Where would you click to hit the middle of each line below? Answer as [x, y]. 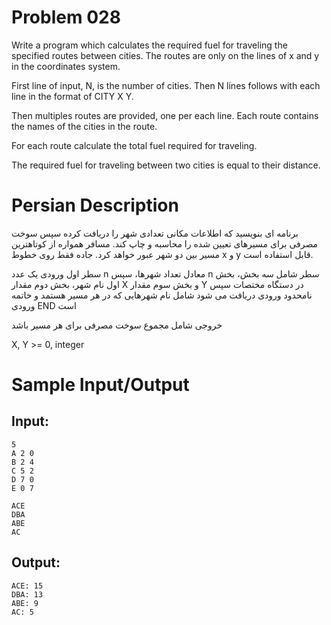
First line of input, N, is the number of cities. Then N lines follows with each [166, 85]
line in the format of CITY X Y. [72, 96]
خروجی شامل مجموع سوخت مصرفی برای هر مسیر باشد [117, 325]
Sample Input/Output [100, 385]
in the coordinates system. [66, 66]
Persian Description [95, 205]
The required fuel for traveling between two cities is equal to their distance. [166, 165]
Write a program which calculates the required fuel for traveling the [149, 45]
